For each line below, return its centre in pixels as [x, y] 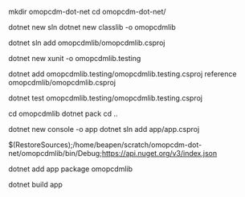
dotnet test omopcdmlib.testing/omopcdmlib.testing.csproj [106, 98]
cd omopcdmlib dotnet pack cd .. [63, 113]
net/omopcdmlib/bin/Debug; [55, 153]
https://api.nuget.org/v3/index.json [159, 153]
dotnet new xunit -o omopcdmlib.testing [75, 58]
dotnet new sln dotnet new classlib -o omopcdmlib [92, 27]
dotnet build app [35, 185]
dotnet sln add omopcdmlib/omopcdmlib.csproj [87, 43]
